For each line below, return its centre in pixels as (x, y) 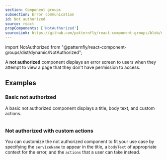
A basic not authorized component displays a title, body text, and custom (80, 108)
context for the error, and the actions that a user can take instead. (73, 152)
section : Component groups (33, 10)
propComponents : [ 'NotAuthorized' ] (42, 28)
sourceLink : (17, 33)
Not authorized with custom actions (49, 131)
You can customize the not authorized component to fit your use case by (80, 141)
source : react (20, 24)
